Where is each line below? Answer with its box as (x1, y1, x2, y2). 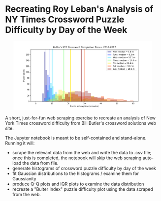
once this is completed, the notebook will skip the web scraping (12, 155, 142, 161)
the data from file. (22, 160, 59, 166)
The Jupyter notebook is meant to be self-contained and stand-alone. (5, 135, 147, 141)
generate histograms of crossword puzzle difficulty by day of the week (12, 165, 157, 171)
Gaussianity (12, 175, 36, 181)
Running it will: (5, 140, 35, 146)
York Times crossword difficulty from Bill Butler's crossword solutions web (5, 120, 157, 126)
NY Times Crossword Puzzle (5, 14, 125, 25)
